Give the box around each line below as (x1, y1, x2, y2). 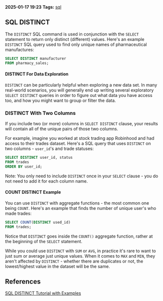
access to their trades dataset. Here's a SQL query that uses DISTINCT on (5, 141, 151, 147)
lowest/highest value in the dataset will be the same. (5, 263, 110, 269)
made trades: (5, 210, 32, 216)
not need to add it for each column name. (5, 178, 88, 184)
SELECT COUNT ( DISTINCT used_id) (5, 220, 71, 225)
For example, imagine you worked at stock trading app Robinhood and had (5, 135, 155, 141)
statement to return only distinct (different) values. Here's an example (5, 36, 145, 42)
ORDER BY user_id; (5, 164, 42, 169)
